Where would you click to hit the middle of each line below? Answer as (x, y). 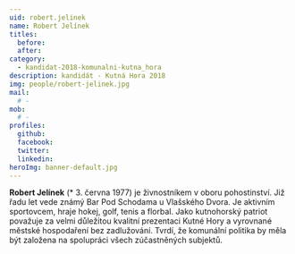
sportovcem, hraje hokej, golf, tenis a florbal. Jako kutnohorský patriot (139, 212)
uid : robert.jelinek (48, 17)
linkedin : (35, 159)
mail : (19, 92)
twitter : (34, 150)
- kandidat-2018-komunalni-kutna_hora (90, 68)
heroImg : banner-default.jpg (63, 167)
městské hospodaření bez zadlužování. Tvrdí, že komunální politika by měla (148, 231)
